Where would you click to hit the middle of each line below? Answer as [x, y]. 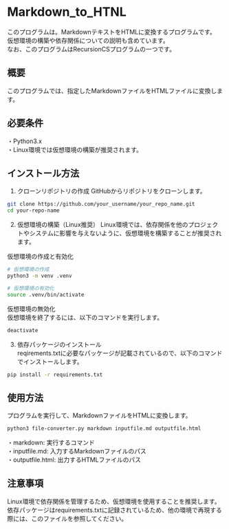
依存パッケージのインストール [59, 344]
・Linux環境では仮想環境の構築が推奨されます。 [75, 149]
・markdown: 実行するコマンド [51, 443]
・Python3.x [25, 141]
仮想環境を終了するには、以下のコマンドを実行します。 [85, 317]
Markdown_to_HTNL [67, 12]
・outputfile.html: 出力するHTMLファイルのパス [74, 460]
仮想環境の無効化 [31, 309]
